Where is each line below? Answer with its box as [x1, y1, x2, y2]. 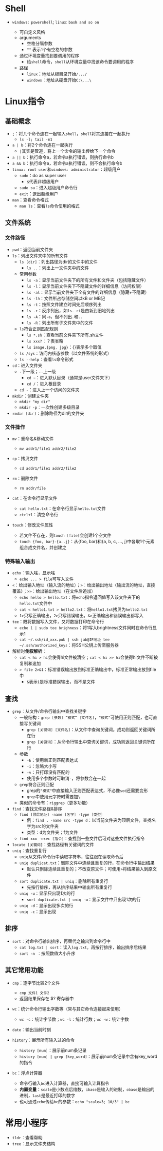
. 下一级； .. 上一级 [19, 368, 56, 374]
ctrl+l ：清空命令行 [19, 511, 58, 517]
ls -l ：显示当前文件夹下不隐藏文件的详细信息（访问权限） [26, 283, 145, 289]
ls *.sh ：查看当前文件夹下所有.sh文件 [26, 332, 104, 338]
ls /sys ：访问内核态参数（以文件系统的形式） [19, 350, 112, 356]
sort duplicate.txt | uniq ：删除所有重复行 [19, 878, 109, 884]
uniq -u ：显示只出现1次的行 [19, 890, 75, 896]
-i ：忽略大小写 [26, 763, 57, 769]
